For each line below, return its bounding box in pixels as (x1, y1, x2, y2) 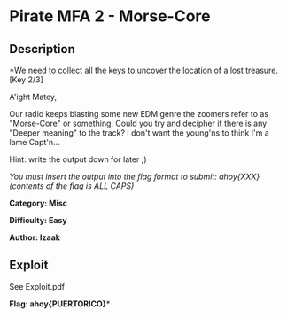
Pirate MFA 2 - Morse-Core (9, 6, 211, 27)
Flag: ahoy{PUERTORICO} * (9, 299, 111, 309)
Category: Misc (9, 198, 68, 208)
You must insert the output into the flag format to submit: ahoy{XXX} (9, 171, 260, 182)
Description (9, 42, 75, 57)
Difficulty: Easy (9, 215, 68, 225)
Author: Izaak (9, 232, 60, 243)
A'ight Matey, (9, 91, 58, 102)
